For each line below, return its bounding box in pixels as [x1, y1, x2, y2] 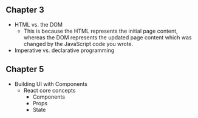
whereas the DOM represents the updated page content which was [23, 33, 192, 41]
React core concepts [23, 87, 76, 94]
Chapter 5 [5, 64, 44, 74]
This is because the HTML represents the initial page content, [23, 27, 178, 34]
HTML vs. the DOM [14, 21, 63, 28]
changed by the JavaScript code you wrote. [23, 40, 134, 47]
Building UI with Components [14, 80, 87, 87]
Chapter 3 [5, 5, 45, 15]
